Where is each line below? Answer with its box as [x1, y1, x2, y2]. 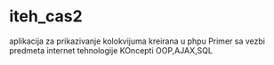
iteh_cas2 [9, 6, 83, 27]
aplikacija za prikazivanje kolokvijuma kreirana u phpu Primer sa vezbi [9, 36, 265, 46]
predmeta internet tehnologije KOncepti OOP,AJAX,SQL [9, 45, 214, 55]
